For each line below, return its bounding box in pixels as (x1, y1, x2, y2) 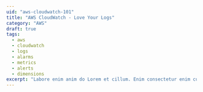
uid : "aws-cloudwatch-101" (6, 8, 74, 15)
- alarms (11, 54, 34, 60)
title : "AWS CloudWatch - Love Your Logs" (6, 15, 115, 21)
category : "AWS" (6, 20, 47, 26)
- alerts (11, 65, 34, 71)
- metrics (11, 59, 36, 65)
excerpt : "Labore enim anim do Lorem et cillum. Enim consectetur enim (6, 76, 190, 82)
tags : (6, 31, 20, 38)
